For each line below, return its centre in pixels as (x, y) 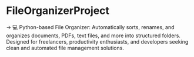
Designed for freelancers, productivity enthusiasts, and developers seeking (97, 41)
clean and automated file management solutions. (65, 48)
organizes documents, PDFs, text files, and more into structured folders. (93, 35)
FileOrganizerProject (58, 11)
